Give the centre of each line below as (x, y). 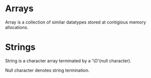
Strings (20, 47)
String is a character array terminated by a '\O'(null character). (68, 61)
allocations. (17, 27)
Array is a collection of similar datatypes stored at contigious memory (75, 22)
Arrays (19, 9)
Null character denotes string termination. (47, 70)
